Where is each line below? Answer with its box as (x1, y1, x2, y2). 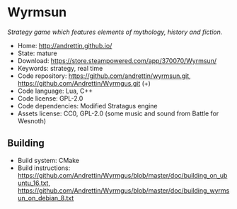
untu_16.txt (17, 179, 49, 187)
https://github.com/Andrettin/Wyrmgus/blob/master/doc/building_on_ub (17, 171, 228, 179)
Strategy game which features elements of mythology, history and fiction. (7, 28, 223, 36)
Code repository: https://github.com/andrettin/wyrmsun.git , (17, 72, 191, 80)
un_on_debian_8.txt (17, 193, 74, 202)
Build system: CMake (17, 156, 80, 164)
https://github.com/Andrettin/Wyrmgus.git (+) (17, 79, 151, 87)
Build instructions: (17, 164, 71, 172)
